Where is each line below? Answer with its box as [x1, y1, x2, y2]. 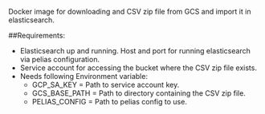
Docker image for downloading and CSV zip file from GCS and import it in [8, 7, 251, 16]
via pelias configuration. [19, 55, 100, 64]
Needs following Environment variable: [19, 72, 149, 81]
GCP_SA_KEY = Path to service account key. [31, 80, 180, 89]
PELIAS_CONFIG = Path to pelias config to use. [31, 97, 187, 106]
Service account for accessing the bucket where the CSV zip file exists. [19, 63, 257, 73]
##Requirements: [8, 31, 66, 40]
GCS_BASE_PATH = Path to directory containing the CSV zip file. [31, 88, 247, 98]
